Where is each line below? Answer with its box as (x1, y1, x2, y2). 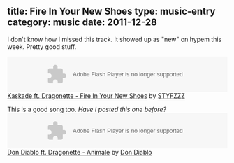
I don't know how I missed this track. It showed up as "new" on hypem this (7, 35, 222, 43)
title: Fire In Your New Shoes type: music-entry (7, 6, 216, 17)
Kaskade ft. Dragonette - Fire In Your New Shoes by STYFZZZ (7, 91, 185, 100)
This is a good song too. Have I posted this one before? (7, 105, 167, 113)
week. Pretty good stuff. (7, 42, 77, 51)
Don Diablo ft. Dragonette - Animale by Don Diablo (7, 148, 152, 156)
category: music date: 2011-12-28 (7, 17, 157, 29)
